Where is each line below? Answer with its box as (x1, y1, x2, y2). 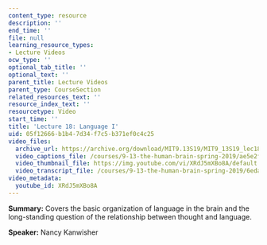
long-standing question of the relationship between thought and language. (8, 212, 252, 221)
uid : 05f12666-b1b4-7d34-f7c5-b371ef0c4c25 (8, 130, 155, 138)
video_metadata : (8, 174, 62, 183)
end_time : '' (8, 26, 52, 34)
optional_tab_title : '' (8, 64, 87, 72)
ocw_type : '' (8, 56, 52, 64)
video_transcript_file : (15, 167, 94, 175)
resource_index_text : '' (8, 100, 91, 108)
